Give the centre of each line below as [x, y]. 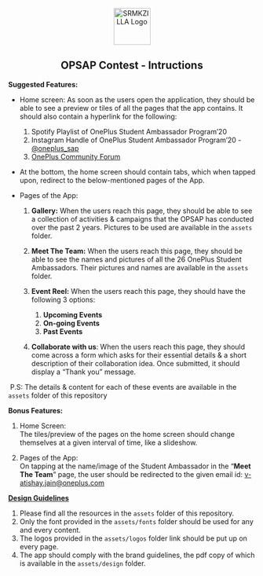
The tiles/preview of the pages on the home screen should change [127, 434]
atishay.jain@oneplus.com [62, 482]
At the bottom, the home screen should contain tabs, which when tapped [137, 171]
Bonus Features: [35, 410]
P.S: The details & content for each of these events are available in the [123, 387]
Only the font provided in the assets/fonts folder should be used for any [136, 521]
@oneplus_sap [55, 148]
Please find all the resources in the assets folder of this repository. [127, 513]
